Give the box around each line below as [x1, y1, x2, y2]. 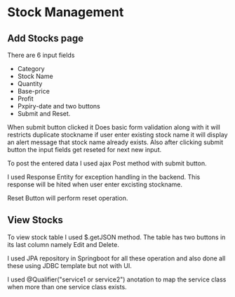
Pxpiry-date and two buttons [17, 102, 100, 110]
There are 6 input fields [7, 51, 75, 59]
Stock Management [7, 4, 124, 20]
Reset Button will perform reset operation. [7, 194, 128, 202]
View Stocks [7, 214, 63, 226]
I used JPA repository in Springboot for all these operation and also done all [7, 254, 226, 263]
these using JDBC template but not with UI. [7, 261, 132, 270]
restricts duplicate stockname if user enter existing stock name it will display [7, 131, 228, 139]
